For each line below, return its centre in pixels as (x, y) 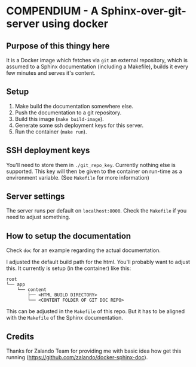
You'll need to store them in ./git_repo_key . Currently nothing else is (91, 165)
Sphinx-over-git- (143, 11)
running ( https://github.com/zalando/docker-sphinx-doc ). (77, 357)
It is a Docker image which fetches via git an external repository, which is (97, 60)
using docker (75, 24)
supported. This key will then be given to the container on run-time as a (94, 171)
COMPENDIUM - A (52, 11)
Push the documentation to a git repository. (68, 113)
